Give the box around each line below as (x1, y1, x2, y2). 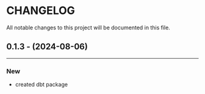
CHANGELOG (6, 4, 75, 18)
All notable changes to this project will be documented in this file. (6, 24, 171, 31)
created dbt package (15, 81, 68, 89)
